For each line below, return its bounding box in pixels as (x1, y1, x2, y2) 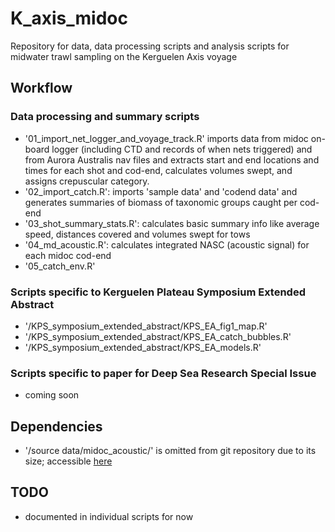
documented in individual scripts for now (24, 510, 194, 522)
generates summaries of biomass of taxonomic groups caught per (24, 196, 298, 208)
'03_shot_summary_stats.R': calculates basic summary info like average (24, 217, 320, 229)
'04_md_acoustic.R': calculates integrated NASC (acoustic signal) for (24, 238, 310, 251)
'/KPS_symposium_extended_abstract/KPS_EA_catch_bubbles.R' (24, 330, 292, 342)
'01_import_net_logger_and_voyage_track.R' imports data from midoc (24, 132, 309, 144)
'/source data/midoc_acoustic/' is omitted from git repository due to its (24, 445, 317, 457)
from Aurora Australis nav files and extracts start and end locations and (24, 153, 320, 166)
